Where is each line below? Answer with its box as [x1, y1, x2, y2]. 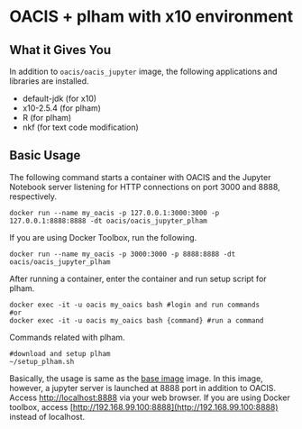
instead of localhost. [9, 411, 86, 422]
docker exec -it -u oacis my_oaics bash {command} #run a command [9, 315, 264, 325]
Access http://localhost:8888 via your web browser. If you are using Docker [9, 392, 290, 403]
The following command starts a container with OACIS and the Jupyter [9, 171, 271, 182]
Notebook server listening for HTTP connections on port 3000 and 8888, [9, 181, 281, 192]
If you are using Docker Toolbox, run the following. [9, 232, 197, 242]
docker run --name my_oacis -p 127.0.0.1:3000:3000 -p [9, 208, 220, 217]
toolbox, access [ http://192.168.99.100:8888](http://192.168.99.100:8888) [9, 401, 279, 412]
